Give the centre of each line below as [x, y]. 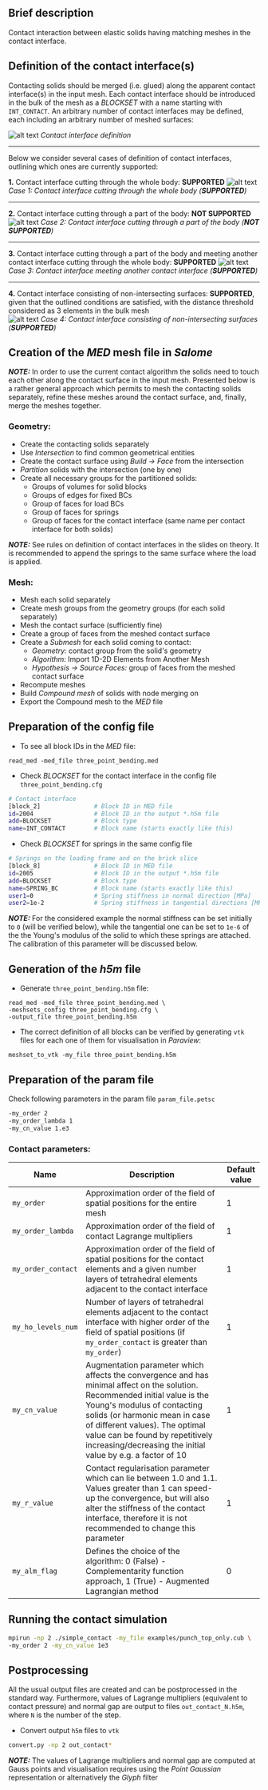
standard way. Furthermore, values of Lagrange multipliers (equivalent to [128, 1698]
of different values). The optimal [145, 1425]
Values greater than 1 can [134, 1488]
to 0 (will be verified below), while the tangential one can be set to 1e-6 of [129, 927]
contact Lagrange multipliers [139, 1235]
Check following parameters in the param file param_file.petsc [112, 1099]
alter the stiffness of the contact [145, 1508]
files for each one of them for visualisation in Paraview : [110, 1040]
